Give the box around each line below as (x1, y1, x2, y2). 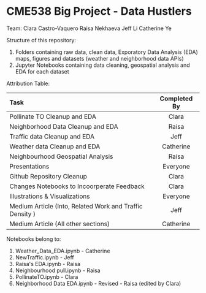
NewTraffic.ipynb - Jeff (15, 253, 75, 261)
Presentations (9, 162, 50, 170)
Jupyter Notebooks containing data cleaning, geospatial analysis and (15, 61, 190, 69)
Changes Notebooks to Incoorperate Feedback (9, 182, 145, 191)
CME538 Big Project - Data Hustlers (6, 4, 192, 18)
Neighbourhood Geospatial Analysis (9, 152, 113, 161)
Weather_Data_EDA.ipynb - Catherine (15, 247, 110, 254)
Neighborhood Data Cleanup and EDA (9, 122, 118, 131)
